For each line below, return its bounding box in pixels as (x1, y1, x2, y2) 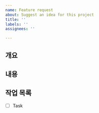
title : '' (5, 17, 26, 22)
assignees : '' (5, 26, 36, 32)
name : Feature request (5, 7, 53, 13)
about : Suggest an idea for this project (5, 12, 94, 17)
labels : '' (5, 21, 28, 27)
